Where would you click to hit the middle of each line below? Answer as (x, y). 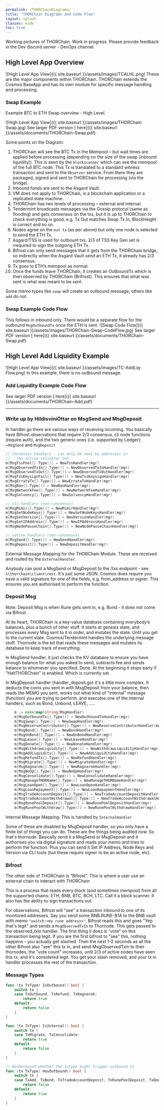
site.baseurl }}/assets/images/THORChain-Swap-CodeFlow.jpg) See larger (80, 330)
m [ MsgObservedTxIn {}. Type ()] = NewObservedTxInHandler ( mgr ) (68, 468)
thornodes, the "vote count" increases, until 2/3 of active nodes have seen (80, 952)
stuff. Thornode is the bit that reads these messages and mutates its (74, 643)
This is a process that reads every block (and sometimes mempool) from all (81, 890)
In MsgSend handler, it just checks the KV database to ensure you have (77, 657)
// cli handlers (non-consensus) (39, 504)
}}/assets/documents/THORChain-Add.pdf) (49, 401)
